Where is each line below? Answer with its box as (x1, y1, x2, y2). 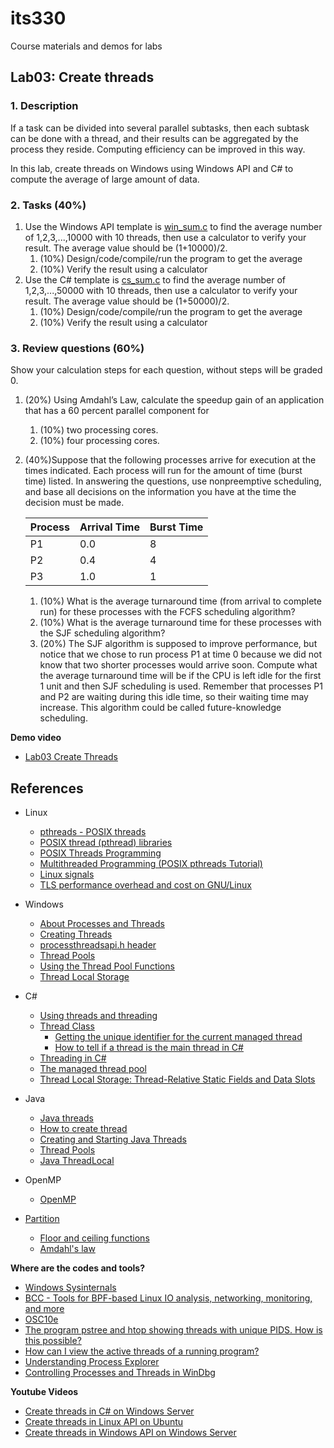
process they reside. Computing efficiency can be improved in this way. (10, 143, 306, 155)
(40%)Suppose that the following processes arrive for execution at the (24, 454, 317, 466)
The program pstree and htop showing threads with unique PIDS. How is (24, 1324, 323, 1336)
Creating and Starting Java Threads (39, 1133, 187, 1146)
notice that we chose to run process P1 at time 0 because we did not (39, 648, 323, 661)
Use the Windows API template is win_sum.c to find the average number (24, 220, 323, 232)
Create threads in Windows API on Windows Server (24, 1427, 237, 1439)
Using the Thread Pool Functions (39, 960, 175, 972)
